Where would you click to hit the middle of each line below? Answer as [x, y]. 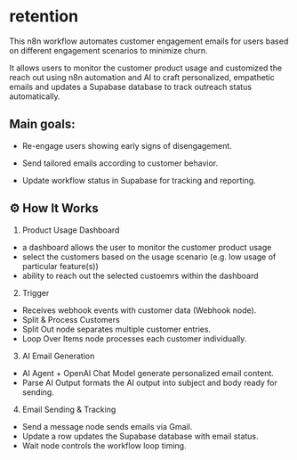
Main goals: [42, 124]
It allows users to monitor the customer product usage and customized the [146, 68]
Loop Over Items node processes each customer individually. [134, 338]
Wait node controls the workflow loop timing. [104, 445]
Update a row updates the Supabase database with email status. [140, 436]
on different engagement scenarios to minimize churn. [108, 50]
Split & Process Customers [71, 319]
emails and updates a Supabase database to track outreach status [130, 86]
